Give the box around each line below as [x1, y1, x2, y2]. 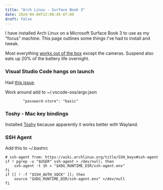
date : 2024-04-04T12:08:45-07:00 [5, 12, 74, 17]
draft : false [5, 16, 32, 21]
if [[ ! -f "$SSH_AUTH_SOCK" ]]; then [5, 172, 85, 177]
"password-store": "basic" [23, 98, 79, 103]
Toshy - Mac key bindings [5, 110, 68, 117]
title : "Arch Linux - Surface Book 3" [5, 7, 85, 12]
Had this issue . [5, 79, 36, 85]
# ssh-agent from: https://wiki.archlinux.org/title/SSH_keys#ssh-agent [5, 155, 159, 160]
